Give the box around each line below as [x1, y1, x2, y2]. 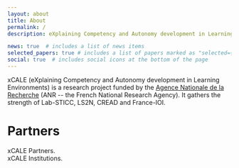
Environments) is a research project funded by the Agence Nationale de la [7, 83, 224, 91]
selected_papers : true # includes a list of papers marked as [7, 50, 196, 57]
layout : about [7, 10, 50, 18]
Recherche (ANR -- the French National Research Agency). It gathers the [7, 90, 221, 99]
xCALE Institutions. [7, 154, 63, 162]
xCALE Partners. [7, 146, 55, 155]
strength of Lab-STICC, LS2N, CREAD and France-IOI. [7, 98, 166, 106]
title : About [7, 17, 46, 24]
